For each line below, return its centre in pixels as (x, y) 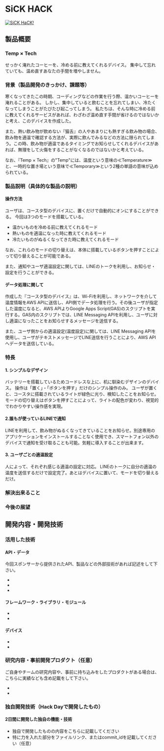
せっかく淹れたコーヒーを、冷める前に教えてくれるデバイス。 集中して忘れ (80, 65)
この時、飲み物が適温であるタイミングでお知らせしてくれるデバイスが (84, 144)
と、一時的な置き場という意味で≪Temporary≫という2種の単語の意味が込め (82, 166)
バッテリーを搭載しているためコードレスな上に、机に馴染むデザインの (76, 382)
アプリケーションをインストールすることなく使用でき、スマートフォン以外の (82, 436)
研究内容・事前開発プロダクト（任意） (50, 660)
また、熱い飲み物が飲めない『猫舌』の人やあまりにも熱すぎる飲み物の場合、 (82, 131)
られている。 (18, 172)
